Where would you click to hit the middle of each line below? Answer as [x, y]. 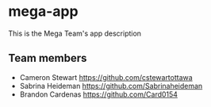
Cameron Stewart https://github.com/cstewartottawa [106, 77]
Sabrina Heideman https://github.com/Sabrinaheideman [111, 86]
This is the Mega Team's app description [75, 33]
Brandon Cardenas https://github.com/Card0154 [99, 94]
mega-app [43, 11]
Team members [48, 58]
